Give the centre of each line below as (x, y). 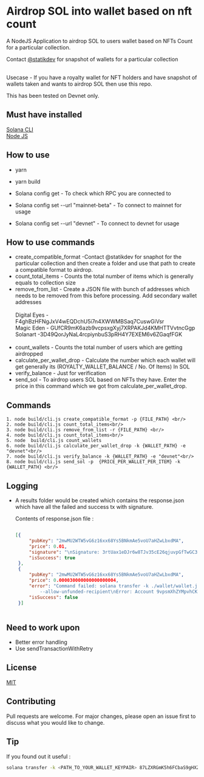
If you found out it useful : (39, 756)
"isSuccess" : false (53, 597)
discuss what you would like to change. (56, 722)
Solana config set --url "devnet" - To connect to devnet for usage (97, 223)
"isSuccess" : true (52, 558)
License (22, 668)
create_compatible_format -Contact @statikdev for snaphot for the (98, 257)
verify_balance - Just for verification (60, 373)
